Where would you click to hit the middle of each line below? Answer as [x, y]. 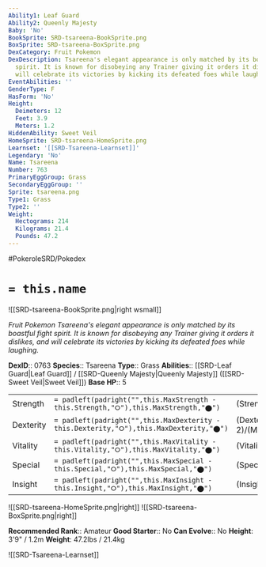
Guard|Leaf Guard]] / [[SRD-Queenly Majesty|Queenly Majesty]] [113, 373]
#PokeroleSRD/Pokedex [47, 259]
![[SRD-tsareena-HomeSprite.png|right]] [74, 507]
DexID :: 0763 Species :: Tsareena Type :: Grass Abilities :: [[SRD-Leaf [120, 365]
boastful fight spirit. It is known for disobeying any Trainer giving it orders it [131, 333]
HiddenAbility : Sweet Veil [53, 133]
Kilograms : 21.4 [42, 229]
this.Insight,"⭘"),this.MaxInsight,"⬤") [133, 488]
